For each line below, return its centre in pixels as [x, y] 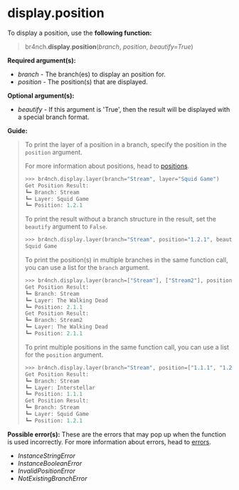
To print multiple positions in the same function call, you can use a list [127, 347]
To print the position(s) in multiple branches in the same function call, [126, 260]
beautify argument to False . [66, 226]
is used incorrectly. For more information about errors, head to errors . [110, 442]
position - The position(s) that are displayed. [83, 82]
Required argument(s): [42, 60]
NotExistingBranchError [52, 478]
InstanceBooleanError [50, 463]
